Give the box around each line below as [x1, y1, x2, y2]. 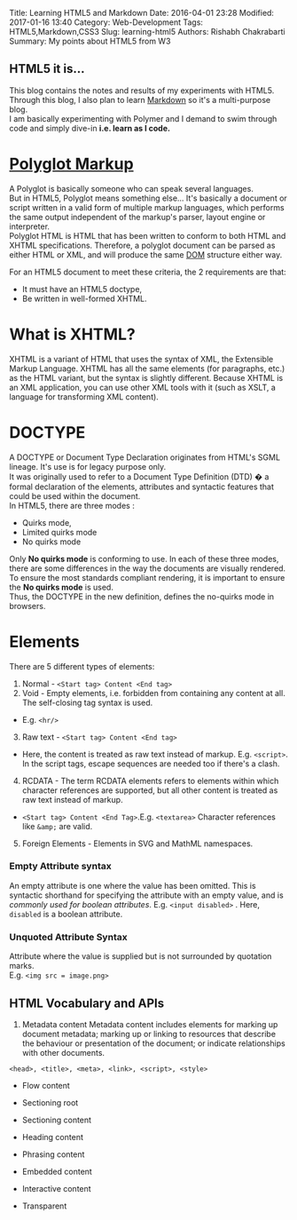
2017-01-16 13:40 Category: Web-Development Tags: [9, 17, 204, 28]
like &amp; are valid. [21, 820, 93, 831]
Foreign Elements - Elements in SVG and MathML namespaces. [21, 838, 254, 849]
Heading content [21, 1131, 84, 1142]
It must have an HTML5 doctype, [21, 283, 143, 294]
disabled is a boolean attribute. [9, 908, 123, 919]
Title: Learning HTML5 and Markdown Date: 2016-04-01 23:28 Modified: [9, 8, 275, 18]
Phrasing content [21, 1149, 85, 1160]
